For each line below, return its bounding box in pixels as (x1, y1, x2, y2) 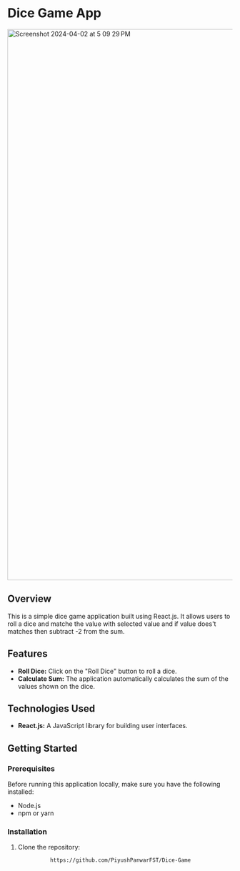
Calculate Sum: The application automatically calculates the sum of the (17, 674, 229, 683)
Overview (7, 593, 52, 605)
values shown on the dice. (17, 682, 95, 690)
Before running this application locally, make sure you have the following (7, 780, 221, 789)
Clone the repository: (17, 843, 81, 852)
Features (7, 648, 48, 660)
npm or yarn (17, 809, 54, 817)
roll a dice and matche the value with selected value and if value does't (7, 619, 216, 628)
